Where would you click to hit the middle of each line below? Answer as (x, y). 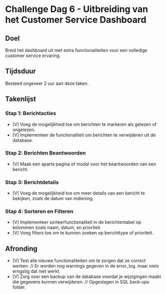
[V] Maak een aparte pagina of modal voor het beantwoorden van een (84, 164)
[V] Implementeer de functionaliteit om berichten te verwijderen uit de (84, 135)
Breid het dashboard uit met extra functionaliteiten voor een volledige (76, 50)
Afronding (21, 248)
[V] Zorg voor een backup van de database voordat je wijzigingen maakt (86, 276)
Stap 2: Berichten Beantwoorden (46, 153)
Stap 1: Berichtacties (31, 113)
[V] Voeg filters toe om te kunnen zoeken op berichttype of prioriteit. (83, 233)
